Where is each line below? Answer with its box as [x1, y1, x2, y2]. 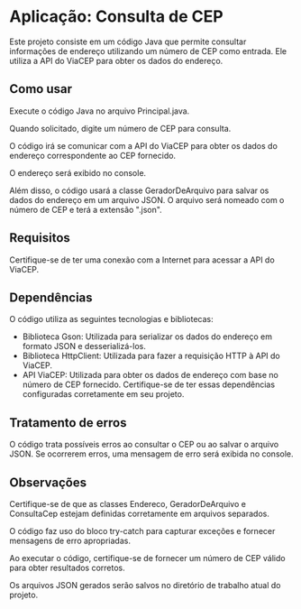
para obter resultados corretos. [9, 562, 126, 573]
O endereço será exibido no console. [9, 167, 147, 178]
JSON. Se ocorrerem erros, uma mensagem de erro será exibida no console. [9, 448, 295, 459]
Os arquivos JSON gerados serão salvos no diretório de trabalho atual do [9, 580, 281, 590]
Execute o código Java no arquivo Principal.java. [9, 106, 190, 116]
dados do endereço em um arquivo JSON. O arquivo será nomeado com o [9, 194, 285, 205]
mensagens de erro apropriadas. [9, 535, 131, 546]
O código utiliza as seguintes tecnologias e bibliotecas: [9, 314, 214, 325]
